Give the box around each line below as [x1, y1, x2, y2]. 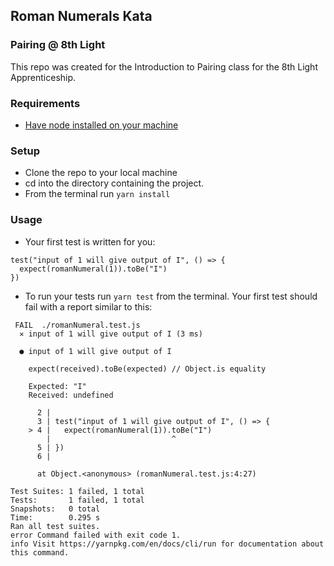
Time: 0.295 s [10, 512, 101, 523]
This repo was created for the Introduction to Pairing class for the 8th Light [10, 60, 318, 73]
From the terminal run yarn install [24, 188, 171, 200]
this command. [10, 547, 70, 558]
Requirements [10, 96, 81, 110]
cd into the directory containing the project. [24, 177, 205, 189]
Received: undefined [28, 390, 114, 400]
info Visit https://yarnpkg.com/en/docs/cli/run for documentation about [10, 539, 325, 549]
